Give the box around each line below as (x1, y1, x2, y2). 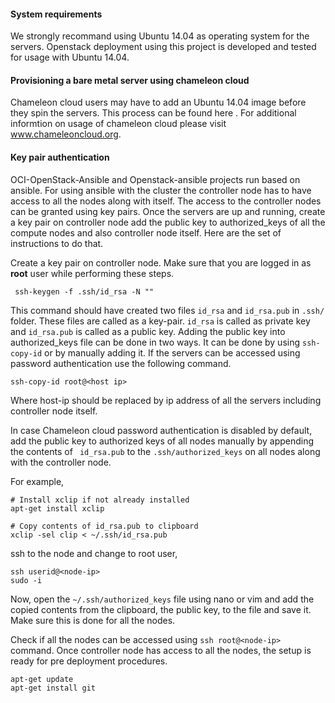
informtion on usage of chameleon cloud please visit (10, 118, 227, 130)
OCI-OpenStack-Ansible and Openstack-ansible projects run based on (10, 173, 301, 185)
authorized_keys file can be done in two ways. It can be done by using (10, 336, 301, 348)
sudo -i (10, 575, 43, 585)
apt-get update (10, 674, 74, 684)
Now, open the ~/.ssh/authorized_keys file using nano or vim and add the (10, 593, 315, 605)
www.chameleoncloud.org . (10, 128, 122, 140)
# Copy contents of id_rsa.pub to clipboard (10, 521, 199, 531)
